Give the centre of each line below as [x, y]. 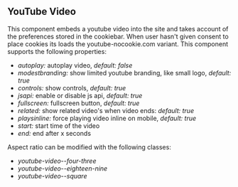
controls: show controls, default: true [72, 87]
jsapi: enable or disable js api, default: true [80, 95]
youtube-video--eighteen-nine [63, 168]
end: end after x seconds [54, 133]
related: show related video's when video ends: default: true [106, 110]
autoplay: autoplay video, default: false [75, 65]
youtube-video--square [52, 176]
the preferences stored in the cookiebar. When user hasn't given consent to [118, 36]
